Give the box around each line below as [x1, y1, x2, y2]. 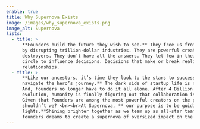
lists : [6, 31, 23, 37]
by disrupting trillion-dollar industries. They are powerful [21, 48, 180, 54]
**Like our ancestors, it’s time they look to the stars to [21, 75, 174, 81]
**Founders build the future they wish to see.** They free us [21, 42, 183, 48]
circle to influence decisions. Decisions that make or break [21, 58, 180, 64]
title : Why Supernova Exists [6, 14, 79, 20]
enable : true [6, 8, 39, 15]
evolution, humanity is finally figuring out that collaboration [21, 92, 187, 97]
